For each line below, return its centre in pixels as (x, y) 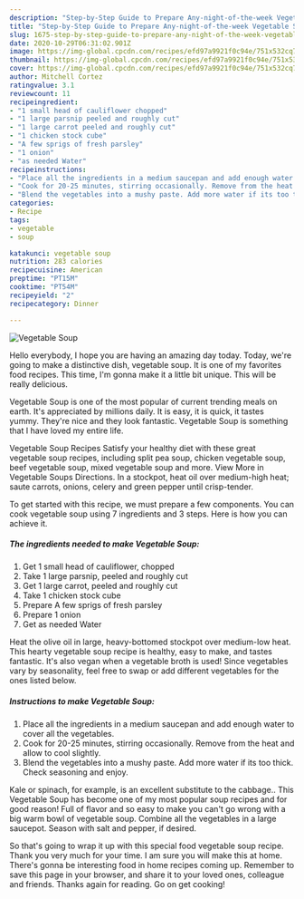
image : (22, 52)
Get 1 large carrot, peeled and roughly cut (100, 586)
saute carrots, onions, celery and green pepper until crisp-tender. (132, 487)
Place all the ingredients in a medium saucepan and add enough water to (158, 724)
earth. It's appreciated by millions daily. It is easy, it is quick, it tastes (137, 411)
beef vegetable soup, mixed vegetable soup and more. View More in (137, 467)
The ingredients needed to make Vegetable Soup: (104, 544)
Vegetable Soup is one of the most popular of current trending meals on (143, 401)
